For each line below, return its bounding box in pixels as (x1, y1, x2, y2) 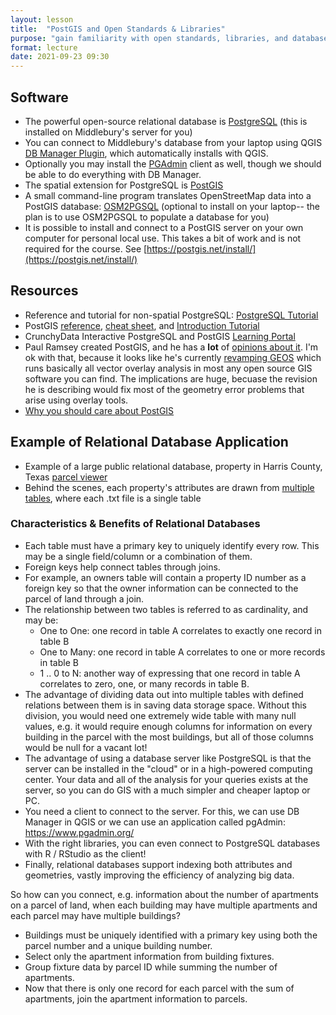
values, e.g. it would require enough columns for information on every (24, 720, 313, 732)
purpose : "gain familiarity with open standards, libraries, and (10, 33, 288, 43)
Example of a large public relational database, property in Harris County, (24, 460, 323, 472)
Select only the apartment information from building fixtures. (24, 950, 275, 962)
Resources (10, 282, 79, 300)
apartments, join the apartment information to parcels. (24, 992, 248, 1005)
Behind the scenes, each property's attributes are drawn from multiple (24, 481, 315, 493)
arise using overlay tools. (24, 394, 129, 406)
